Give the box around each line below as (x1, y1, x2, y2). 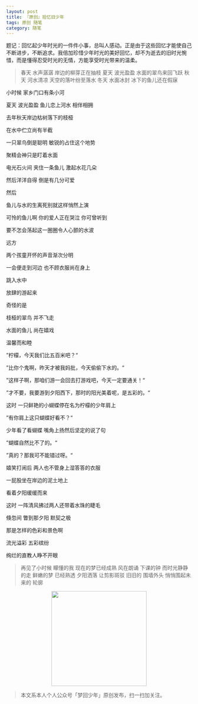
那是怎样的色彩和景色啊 (6, 527, 63, 534)
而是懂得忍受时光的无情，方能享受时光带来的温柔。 (16, 57, 140, 64)
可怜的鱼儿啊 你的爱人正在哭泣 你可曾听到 (6, 214, 107, 221)
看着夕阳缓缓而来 (6, 489, 48, 496)
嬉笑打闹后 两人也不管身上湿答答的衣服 (6, 464, 101, 471)
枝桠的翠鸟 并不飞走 (6, 314, 54, 321)
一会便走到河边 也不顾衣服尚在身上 (6, 264, 90, 271)
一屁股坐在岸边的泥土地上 (6, 477, 68, 484)
